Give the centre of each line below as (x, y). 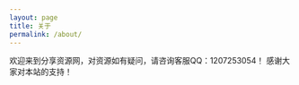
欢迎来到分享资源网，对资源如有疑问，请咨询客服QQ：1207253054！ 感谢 (146, 61)
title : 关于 (30, 26)
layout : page (34, 17)
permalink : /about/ (46, 34)
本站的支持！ (48, 72)
